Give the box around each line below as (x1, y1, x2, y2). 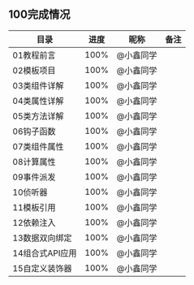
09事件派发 (12, 171, 56, 183)
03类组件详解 (12, 80, 64, 91)
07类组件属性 (12, 140, 64, 152)
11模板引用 (12, 201, 56, 213)
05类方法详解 (12, 110, 64, 122)
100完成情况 (8, 7, 71, 22)
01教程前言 (12, 50, 56, 61)
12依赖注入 (12, 217, 56, 228)
